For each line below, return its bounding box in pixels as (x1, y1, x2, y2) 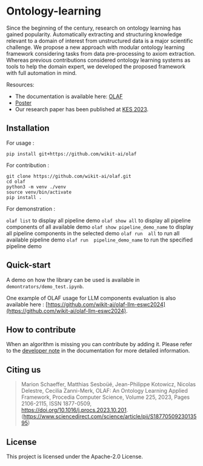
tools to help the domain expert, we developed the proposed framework (6, 62, 186, 70)
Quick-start (6, 260, 51, 271)
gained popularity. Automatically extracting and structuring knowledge (6, 30, 182, 38)
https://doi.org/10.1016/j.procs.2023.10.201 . (21, 407, 128, 414)
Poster (15, 99, 32, 107)
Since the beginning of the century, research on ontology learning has (6, 24, 181, 31)
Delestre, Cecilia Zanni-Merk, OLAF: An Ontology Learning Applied (21, 387, 188, 395)
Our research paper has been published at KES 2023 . (15, 105, 149, 113)
